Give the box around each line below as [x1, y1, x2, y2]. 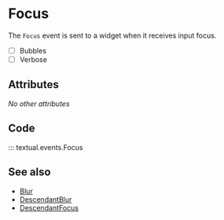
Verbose [19, 55, 47, 64]
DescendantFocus [19, 203, 79, 212]
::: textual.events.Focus [8, 142, 83, 152]
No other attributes [8, 99, 70, 108]
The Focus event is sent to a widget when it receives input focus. [8, 31, 217, 40]
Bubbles [19, 46, 47, 55]
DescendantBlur [19, 194, 72, 204]
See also [8, 166, 51, 179]
